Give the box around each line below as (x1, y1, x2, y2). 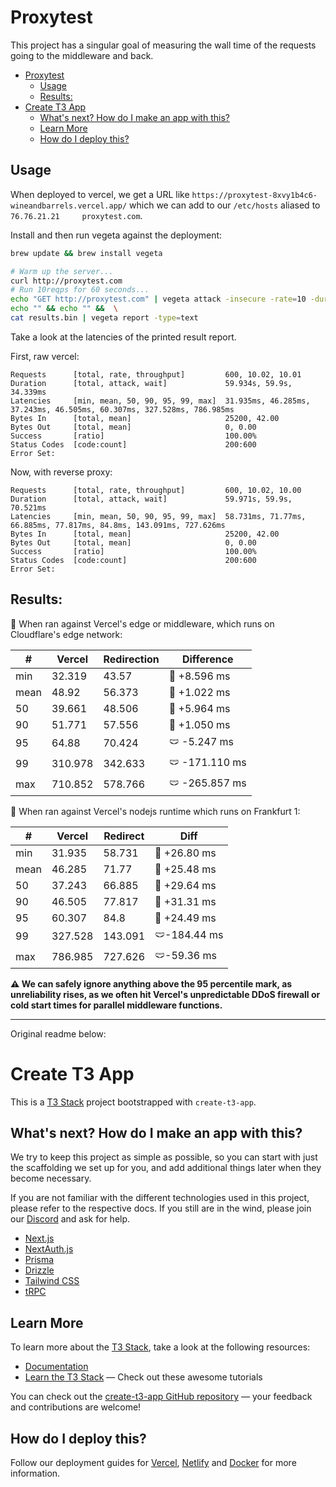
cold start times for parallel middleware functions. (10, 999, 223, 1011)
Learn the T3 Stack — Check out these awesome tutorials (24, 1371, 263, 1383)
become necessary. (10, 1172, 92, 1185)
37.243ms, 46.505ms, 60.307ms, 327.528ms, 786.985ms (10, 404, 235, 415)
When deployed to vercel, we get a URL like (10, 188, 190, 200)
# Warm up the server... (10, 266, 114, 276)
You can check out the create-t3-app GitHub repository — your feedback (10, 1391, 313, 1403)
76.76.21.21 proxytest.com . (10, 209, 143, 221)
